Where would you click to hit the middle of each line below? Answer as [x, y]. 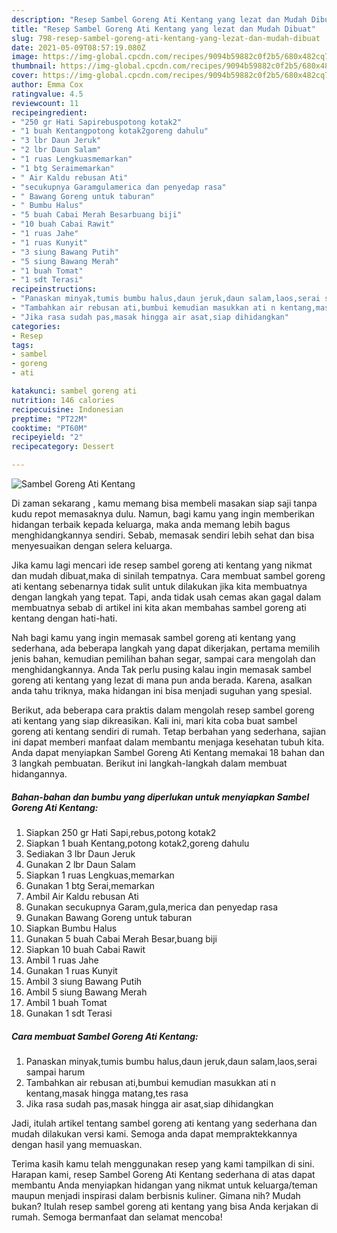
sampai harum [55, 1072]
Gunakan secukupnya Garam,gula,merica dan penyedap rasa [152, 907]
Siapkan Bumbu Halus [71, 928]
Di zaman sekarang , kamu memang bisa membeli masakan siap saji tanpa [164, 503]
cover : [25, 76]
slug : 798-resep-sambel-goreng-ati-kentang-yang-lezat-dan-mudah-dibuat [166, 38]
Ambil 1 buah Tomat [66, 1002]
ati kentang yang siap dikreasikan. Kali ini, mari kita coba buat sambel [154, 720]
